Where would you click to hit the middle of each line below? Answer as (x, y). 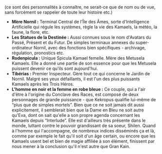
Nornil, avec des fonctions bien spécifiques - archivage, (90, 48)
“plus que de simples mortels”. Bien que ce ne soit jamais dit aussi (78, 105)
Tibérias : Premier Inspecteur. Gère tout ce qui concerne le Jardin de (81, 74)
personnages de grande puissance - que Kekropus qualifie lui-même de (84, 99)
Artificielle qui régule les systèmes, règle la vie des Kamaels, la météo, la (84, 27)
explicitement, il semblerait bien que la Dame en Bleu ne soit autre (78, 110)
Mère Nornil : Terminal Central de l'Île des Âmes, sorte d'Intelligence (80, 22)
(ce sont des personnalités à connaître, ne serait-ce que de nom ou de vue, (80, 7)
